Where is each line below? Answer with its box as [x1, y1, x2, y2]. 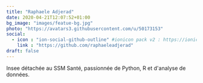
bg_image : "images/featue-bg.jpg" [6, 20, 94, 26]
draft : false [6, 48, 39, 54]
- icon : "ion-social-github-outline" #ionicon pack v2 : [11, 37, 161, 43]
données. [6, 70, 30, 78]
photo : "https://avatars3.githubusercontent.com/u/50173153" [6, 25, 164, 32]
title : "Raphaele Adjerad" [6, 8, 74, 15]
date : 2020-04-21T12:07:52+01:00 [6, 14, 91, 20]
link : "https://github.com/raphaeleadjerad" [17, 43, 134, 49]
